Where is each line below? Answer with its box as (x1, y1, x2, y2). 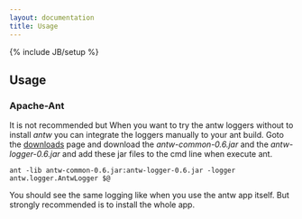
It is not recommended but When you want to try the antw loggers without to (9, 120, 294, 131)
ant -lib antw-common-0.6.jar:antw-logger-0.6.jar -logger (9, 166, 236, 176)
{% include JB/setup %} (9, 46, 99, 57)
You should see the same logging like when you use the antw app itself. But (9, 190, 290, 201)
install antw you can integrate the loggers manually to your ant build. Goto (9, 130, 284, 141)
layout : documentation (9, 13, 95, 23)
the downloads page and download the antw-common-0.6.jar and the (9, 139, 269, 150)
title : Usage (9, 22, 59, 31)
